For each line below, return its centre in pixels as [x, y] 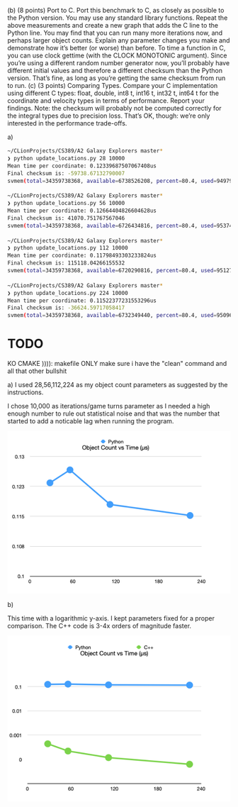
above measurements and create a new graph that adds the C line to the [113, 25]
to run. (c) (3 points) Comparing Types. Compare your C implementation [113, 85]
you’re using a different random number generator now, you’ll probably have [119, 63]
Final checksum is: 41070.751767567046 [66, 218]
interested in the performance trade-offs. [67, 123]
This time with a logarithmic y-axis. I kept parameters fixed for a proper [111, 618]
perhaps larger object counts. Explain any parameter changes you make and [119, 40]
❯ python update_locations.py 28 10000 [66, 158]
